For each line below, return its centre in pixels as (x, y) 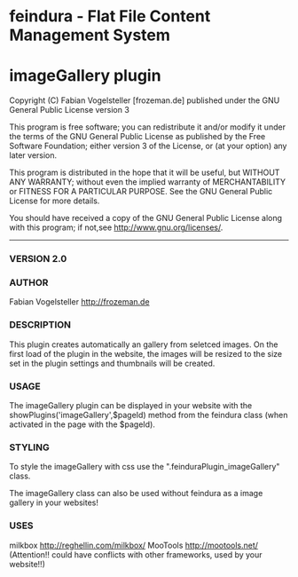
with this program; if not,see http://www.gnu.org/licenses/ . (116, 227)
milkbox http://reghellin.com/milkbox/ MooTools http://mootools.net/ (134, 545)
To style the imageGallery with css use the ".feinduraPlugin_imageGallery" (145, 467)
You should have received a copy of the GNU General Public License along (145, 218)
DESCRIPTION (40, 325)
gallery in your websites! (54, 502)
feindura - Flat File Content (110, 16)
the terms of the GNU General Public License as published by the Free (137, 137)
